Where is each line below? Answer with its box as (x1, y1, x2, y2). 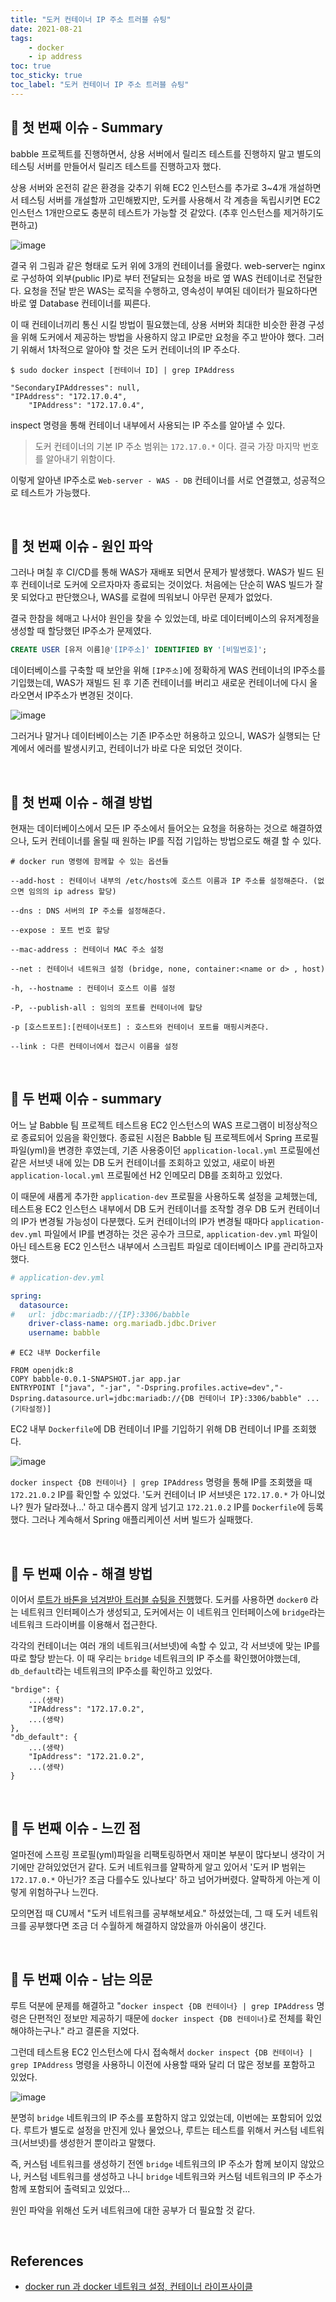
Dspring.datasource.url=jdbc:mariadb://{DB (10, 1394, 195, 1404)
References (10, 2252, 84, 2270)
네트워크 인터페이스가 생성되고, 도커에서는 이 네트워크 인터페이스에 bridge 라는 (20, 1606, 326, 1618)
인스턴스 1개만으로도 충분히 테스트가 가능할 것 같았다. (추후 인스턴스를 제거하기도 (10, 206, 325, 218)
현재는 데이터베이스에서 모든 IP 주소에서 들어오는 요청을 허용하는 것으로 (10, 822, 288, 835)
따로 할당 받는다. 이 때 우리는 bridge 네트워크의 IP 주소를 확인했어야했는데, (10, 1652, 301, 1664)
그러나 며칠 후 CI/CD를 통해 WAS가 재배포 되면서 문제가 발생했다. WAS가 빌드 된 (10, 566, 325, 578)
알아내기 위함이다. (45, 452, 116, 465)
